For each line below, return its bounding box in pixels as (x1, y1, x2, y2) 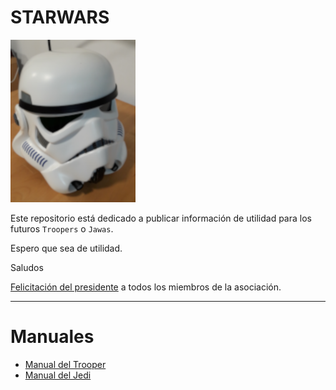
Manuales (10, 326, 95, 348)
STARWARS (10, 6, 110, 29)
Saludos (10, 261, 44, 273)
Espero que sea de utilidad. (10, 242, 123, 254)
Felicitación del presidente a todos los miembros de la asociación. (10, 281, 282, 293)
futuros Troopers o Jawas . (10, 222, 114, 235)
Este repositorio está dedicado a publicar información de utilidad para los (10, 212, 312, 224)
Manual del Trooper (24, 358, 107, 370)
